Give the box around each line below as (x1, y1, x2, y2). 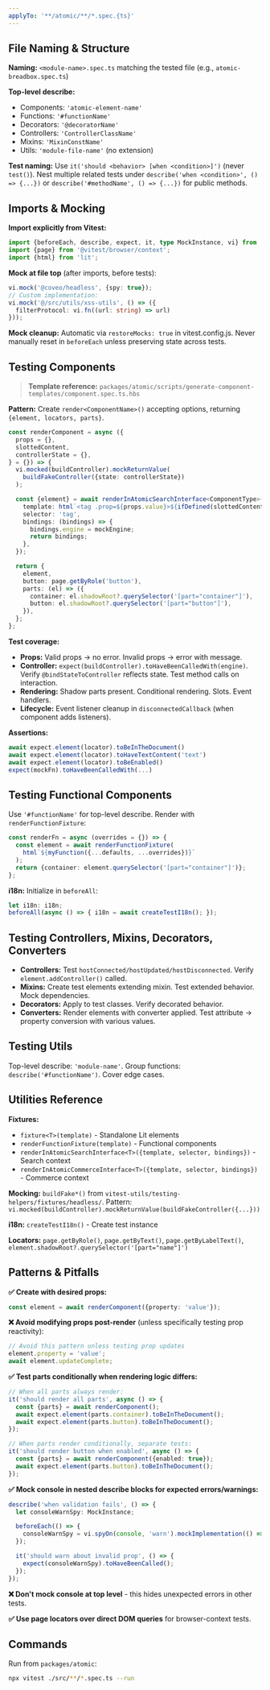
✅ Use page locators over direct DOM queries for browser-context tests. (8, 1613, 252, 1623)
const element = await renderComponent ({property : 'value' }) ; (8, 1303, 221, 1311)
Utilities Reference (8, 1093, 103, 1107)
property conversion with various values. (19, 1017, 156, 1026)
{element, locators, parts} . (8, 412, 104, 423)
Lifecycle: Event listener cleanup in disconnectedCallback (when (19, 703, 235, 713)
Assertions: (8, 727, 49, 737)
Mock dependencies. (19, 991, 91, 1000)
